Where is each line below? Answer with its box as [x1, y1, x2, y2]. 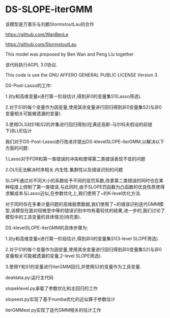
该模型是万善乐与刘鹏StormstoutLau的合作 [5, 21, 94, 27]
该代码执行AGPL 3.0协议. [5, 61, 58, 67]
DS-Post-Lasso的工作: [5, 82, 52, 88]
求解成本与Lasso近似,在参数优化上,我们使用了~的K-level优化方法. [5, 190, 141, 196]
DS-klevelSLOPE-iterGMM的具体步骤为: [5, 225, 88, 231]
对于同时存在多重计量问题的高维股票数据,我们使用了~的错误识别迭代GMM [5, 201, 159, 207]
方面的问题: [5, 144, 30, 151]
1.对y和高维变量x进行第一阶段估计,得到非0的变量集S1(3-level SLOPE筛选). [5, 235, 159, 241]
